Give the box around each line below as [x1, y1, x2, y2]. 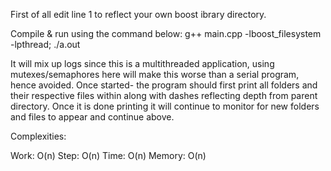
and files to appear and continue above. [10, 111, 175, 123]
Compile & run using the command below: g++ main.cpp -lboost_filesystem [10, 28, 322, 39]
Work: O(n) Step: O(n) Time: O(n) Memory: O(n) [10, 150, 207, 161]
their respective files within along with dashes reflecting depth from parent [10, 90, 318, 101]
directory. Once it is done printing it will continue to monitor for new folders [10, 100, 320, 112]
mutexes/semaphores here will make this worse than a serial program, [10, 69, 300, 80]
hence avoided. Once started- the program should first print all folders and [10, 79, 318, 91]
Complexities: [10, 130, 67, 142]
